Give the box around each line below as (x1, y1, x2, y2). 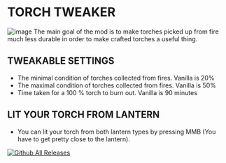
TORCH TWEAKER (7, 4, 116, 20)
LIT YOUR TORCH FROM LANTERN (7, 109, 160, 121)
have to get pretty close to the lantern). (17, 134, 131, 143)
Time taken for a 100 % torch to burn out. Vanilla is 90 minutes (17, 88, 198, 97)
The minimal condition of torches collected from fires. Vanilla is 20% (17, 73, 215, 82)
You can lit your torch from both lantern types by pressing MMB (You (17, 127, 216, 136)
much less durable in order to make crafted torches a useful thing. (7, 34, 198, 43)
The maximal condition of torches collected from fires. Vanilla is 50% (17, 81, 217, 90)
